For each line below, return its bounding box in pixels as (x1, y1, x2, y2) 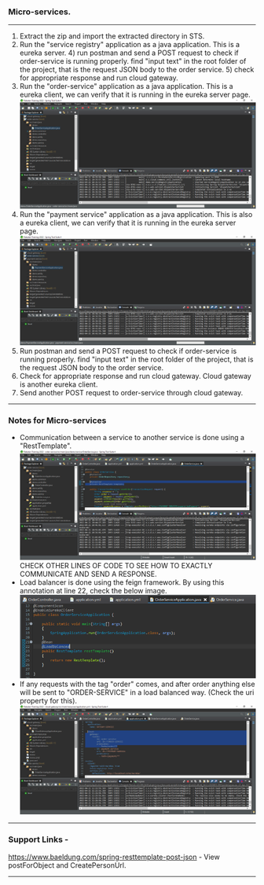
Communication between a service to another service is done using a (19, 432, 245, 442)
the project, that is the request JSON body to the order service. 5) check (19, 65, 255, 75)
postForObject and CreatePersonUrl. (8, 860, 127, 870)
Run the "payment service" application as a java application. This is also (19, 209, 253, 218)
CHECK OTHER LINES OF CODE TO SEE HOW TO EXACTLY (19, 560, 213, 570)
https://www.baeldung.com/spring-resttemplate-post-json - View (8, 852, 220, 861)
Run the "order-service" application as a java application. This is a (19, 82, 233, 91)
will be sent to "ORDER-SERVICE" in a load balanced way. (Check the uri (19, 687, 255, 697)
